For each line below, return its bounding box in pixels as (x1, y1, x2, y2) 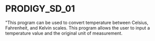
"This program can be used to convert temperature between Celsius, (5, 19, 148, 25)
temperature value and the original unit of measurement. (5, 30, 123, 36)
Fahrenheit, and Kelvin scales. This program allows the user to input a (5, 24, 150, 30)
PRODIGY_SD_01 (5, 3, 75, 14)
